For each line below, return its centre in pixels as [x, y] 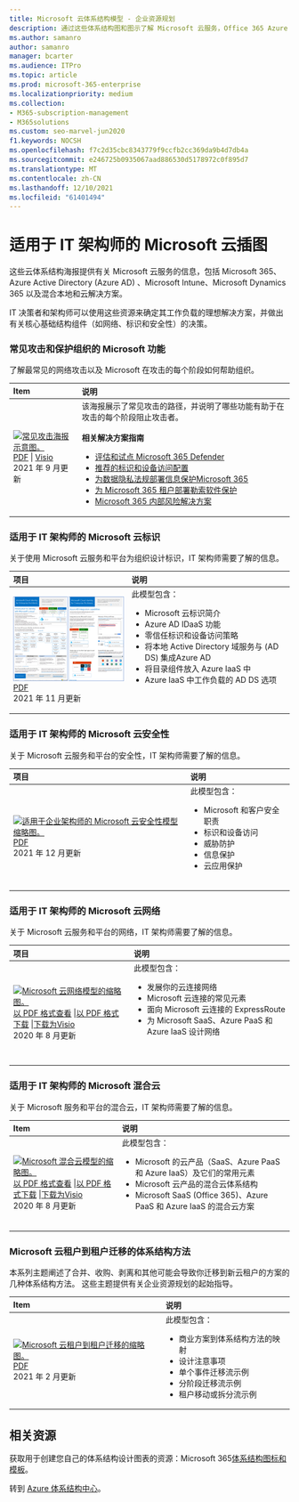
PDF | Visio [33, 458]
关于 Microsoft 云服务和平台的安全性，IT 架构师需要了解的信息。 [127, 755]
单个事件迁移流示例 [214, 1372]
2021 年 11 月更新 [47, 698]
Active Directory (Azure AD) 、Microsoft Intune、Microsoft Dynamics [159, 283]
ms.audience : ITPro [45, 66]
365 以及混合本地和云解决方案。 [68, 294]
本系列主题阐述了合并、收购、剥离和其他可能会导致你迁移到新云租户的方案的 [149, 1272]
